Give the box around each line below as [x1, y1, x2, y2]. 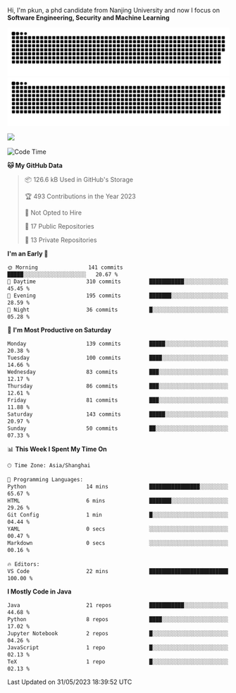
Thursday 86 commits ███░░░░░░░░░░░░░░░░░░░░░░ [7, 382, 229, 390]
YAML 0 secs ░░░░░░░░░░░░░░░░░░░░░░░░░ [7, 525, 229, 532]
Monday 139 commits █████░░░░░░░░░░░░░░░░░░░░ [7, 340, 229, 347]
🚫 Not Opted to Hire [24, 208, 82, 217]
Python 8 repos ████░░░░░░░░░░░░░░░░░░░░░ [7, 615, 229, 623]
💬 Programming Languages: [7, 476, 83, 483]
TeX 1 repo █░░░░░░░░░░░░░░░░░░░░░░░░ [7, 658, 229, 665]
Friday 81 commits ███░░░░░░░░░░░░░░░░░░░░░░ [7, 397, 229, 404]
